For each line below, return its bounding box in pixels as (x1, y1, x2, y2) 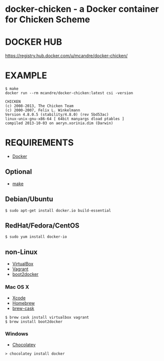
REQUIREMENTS (5, 137, 74, 148)
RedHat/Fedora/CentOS (5, 222, 80, 230)
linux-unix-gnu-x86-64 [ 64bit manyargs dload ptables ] (5, 117, 125, 122)
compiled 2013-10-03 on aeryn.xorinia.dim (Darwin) (5, 121, 113, 126)
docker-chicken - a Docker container (5, 3, 159, 15)
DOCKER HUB (5, 36, 63, 48)
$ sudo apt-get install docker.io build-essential (5, 208, 111, 213)
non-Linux (5, 248, 38, 256)
